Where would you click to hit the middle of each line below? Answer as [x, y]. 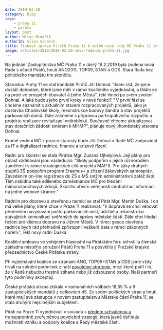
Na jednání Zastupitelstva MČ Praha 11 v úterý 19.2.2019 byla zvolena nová [80, 65]
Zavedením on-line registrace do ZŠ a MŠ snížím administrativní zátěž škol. [80, 176]
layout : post [18, 32]
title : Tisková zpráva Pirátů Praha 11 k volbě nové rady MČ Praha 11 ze [81, 46]
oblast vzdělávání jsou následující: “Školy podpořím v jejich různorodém [77, 160]
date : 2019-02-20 [23, 10]
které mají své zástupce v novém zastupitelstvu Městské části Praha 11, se [80, 297]
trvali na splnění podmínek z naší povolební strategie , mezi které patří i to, [79, 266]
